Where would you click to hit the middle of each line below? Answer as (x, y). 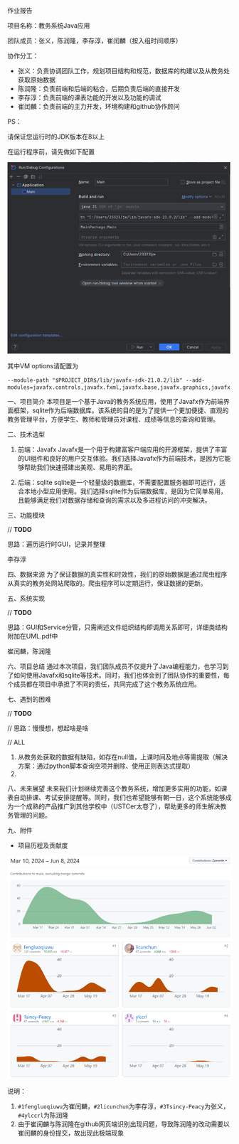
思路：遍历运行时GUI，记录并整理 (57, 544)
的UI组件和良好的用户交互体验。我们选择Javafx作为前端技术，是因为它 (121, 458)
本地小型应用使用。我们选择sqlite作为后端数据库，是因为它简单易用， (126, 491)
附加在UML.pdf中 (33, 636)
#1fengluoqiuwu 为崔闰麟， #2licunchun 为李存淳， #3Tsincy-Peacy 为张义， (123, 1106)
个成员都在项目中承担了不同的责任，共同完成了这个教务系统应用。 (104, 684)
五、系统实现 (26, 598)
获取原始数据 (36, 80)
